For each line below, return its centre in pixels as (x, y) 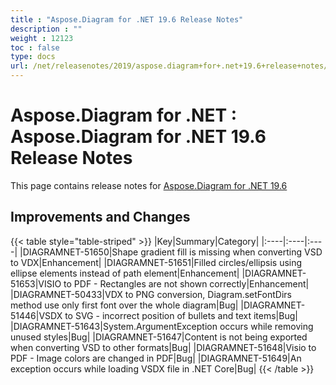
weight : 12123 (42, 38)
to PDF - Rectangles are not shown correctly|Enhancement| (186, 283)
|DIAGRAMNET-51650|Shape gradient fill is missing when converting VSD (171, 252)
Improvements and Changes (100, 217)
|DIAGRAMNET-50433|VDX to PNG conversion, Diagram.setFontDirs (151, 294)
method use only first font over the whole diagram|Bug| (124, 305)
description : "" (46, 29)
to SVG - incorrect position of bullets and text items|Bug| (181, 315)
